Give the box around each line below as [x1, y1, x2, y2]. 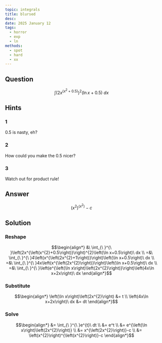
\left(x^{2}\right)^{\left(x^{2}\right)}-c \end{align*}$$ [29, 332, 134, 338]
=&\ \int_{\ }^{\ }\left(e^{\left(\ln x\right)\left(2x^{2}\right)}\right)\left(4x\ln [9, 265, 154, 271]
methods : [5, 43, 23, 48]
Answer [5, 190, 30, 198]
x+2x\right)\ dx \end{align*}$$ [50, 270, 113, 276]
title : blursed [5, 12, 36, 17]
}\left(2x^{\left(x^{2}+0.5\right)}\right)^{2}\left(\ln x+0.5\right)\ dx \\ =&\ [10, 249, 153, 255]
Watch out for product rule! [5, 176, 59, 182]
